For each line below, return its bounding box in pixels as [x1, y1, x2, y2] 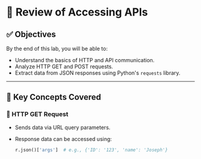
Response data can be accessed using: [14, 135, 112, 142]
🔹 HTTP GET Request [6, 110, 69, 118]
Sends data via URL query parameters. [14, 124, 111, 131]
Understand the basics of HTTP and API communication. [14, 57, 155, 63]
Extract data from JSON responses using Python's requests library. [14, 69, 181, 77]
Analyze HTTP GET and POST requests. [14, 63, 114, 70]
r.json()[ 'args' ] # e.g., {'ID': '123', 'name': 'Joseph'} [14, 146, 168, 153]
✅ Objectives [6, 29, 56, 39]
